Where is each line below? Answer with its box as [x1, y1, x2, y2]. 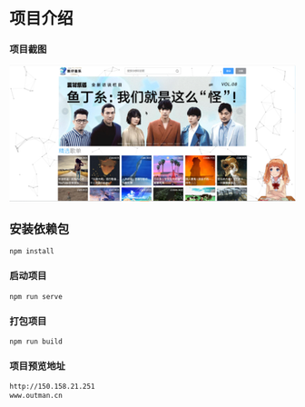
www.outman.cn [9, 392, 64, 401]
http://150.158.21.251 [9, 382, 95, 392]
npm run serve [9, 292, 64, 301]
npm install [9, 247, 54, 256]
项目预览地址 [9, 360, 66, 372]
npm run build [9, 337, 64, 346]
